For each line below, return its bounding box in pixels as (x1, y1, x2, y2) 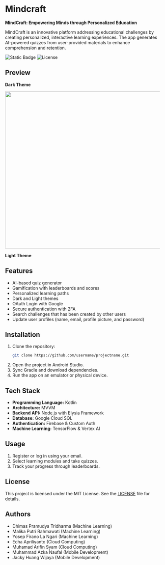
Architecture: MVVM (12, 405, 55, 411)
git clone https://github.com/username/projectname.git (12, 353, 129, 358)
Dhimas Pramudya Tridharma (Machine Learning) (12, 523, 112, 529)
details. (5, 496, 20, 502)
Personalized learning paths (12, 290, 69, 296)
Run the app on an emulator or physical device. (12, 372, 108, 378)
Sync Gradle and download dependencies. (12, 367, 99, 373)
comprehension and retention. (5, 45, 66, 51)
